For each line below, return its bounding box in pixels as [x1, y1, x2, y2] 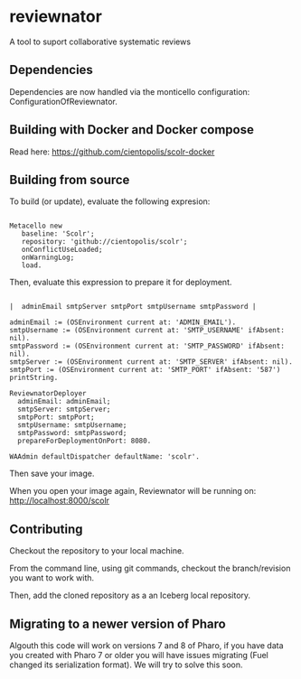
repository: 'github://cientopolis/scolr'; [21, 237, 188, 246]
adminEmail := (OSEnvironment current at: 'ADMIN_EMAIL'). [9, 318, 237, 327]
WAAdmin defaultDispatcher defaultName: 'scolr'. [9, 452, 201, 461]
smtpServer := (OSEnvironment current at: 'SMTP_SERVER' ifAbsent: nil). [9, 358, 294, 367]
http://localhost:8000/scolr [9, 495, 110, 507]
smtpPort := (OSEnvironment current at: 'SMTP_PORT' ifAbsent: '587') [9, 366, 281, 375]
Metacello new [9, 221, 63, 231]
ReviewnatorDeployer [9, 389, 88, 398]
